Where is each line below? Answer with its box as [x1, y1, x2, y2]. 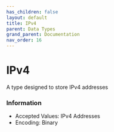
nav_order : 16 [6, 37, 42, 43]
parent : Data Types [6, 26, 56, 32]
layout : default [6, 15, 47, 21]
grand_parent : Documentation [6, 32, 80, 38]
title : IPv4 [6, 20, 36, 26]
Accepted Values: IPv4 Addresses [15, 113, 101, 120]
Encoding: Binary [15, 119, 58, 127]
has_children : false [6, 9, 59, 15]
